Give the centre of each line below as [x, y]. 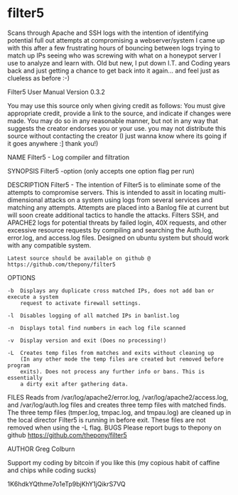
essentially [25, 378]
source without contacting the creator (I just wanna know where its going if [117, 136]
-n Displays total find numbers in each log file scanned [97, 328]
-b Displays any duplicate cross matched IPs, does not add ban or [111, 291]
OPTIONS [21, 277]
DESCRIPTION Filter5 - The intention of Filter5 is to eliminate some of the [114, 185]
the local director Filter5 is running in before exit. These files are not [107, 420]
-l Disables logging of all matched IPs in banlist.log [93, 315]
